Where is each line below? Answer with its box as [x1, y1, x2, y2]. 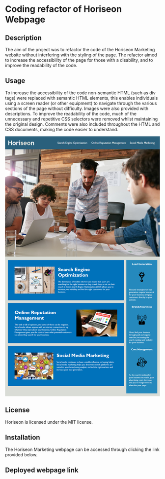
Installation [5, 433, 40, 442]
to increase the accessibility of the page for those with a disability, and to [5, 57, 153, 63]
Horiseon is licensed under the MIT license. [5, 419, 93, 425]
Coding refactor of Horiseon [5, 3, 122, 15]
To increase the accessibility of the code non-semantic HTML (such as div [5, 90, 156, 96]
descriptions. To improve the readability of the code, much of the [5, 111, 137, 116]
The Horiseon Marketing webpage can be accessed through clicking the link [5, 446, 160, 452]
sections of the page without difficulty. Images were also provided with [5, 105, 149, 111]
